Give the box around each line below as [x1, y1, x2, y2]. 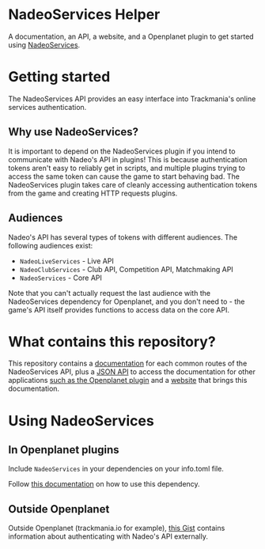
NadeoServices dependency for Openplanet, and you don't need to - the [8, 297, 245, 306]
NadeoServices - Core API [19, 273, 103, 282]
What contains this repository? [8, 332, 216, 350]
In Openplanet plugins [8, 443, 120, 456]
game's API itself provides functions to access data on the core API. [8, 305, 230, 314]
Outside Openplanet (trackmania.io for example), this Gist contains [8, 524, 225, 533]
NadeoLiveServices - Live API [19, 256, 115, 266]
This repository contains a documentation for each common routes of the [8, 358, 248, 369]
